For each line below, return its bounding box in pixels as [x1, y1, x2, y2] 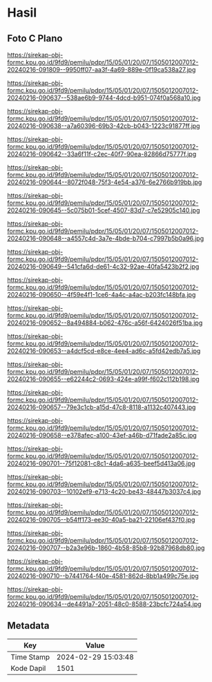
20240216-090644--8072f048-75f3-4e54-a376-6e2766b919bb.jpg [7, 178, 202, 186]
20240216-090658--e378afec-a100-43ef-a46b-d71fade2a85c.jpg [7, 431, 197, 439]
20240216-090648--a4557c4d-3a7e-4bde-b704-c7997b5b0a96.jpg [7, 234, 204, 242]
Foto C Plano [7, 33, 63, 44]
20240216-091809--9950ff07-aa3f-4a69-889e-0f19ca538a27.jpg [7, 66, 196, 73]
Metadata [7, 620, 50, 631]
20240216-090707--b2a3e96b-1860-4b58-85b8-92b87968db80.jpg [7, 544, 205, 552]
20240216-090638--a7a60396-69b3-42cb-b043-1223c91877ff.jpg [7, 122, 200, 129]
